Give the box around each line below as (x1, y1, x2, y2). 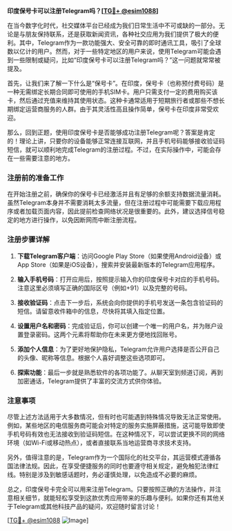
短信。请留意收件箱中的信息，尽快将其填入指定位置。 (17, 307, 169, 315)
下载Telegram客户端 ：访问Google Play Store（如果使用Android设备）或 (17, 252, 222, 260)
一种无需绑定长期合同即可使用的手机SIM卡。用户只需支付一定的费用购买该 (7, 88, 218, 96)
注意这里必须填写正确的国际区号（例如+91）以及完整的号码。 (17, 283, 191, 292)
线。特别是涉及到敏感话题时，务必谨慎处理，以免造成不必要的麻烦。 (7, 470, 201, 479)
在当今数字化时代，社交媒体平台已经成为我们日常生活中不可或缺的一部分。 (7, 21, 219, 30)
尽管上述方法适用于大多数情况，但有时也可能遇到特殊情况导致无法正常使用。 (7, 412, 225, 421)
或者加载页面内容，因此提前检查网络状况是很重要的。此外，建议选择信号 (12, 207, 219, 216)
